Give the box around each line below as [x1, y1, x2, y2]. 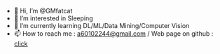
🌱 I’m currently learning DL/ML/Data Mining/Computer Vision [13, 22, 190, 29]
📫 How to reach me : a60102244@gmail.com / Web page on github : [13, 29, 214, 38]
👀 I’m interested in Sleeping [13, 14, 93, 22]
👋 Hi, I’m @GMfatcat [13, 7, 73, 15]
